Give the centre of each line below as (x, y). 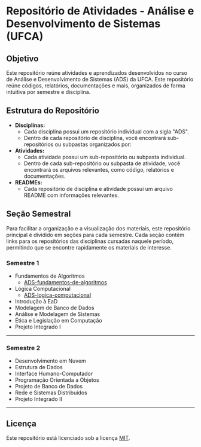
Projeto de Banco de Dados (48, 387)
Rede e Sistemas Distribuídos (51, 393)
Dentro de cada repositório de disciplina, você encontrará (95, 138)
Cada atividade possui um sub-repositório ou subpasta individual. (105, 157)
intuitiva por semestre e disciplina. (48, 92)
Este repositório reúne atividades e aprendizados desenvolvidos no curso (97, 73)
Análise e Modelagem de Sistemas (57, 314)
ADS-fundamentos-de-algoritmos (66, 282)
